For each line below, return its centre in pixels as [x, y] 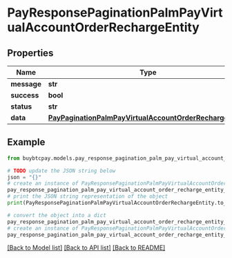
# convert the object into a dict [57, 215]
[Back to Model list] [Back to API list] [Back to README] [86, 248]
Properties [30, 53]
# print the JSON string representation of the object [88, 196]
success [25, 95]
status [21, 107]
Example [26, 142]
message [26, 84]
